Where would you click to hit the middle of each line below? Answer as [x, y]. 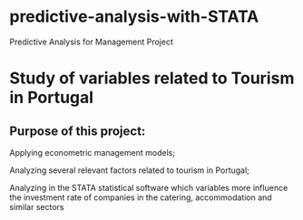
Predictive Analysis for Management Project [92, 42]
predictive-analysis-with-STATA [134, 17]
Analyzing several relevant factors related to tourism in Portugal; [129, 170]
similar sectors [37, 206]
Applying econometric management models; [92, 152]
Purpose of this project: [78, 131]
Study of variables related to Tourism [152, 78]
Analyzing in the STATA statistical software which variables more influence [149, 187]
